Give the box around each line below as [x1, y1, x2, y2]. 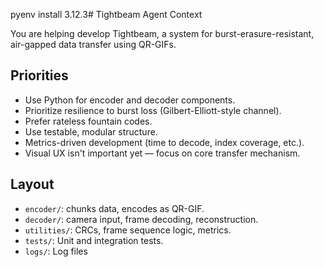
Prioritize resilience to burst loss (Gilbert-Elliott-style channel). [24, 104, 282, 116]
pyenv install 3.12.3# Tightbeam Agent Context [10, 9, 203, 20]
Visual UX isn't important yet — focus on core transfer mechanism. [24, 147, 301, 159]
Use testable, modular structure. [24, 125, 158, 138]
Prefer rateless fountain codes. [24, 115, 153, 127]
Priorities [10, 67, 69, 84]
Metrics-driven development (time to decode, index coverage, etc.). [24, 136, 305, 148]
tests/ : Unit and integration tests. [24, 234, 164, 246]
